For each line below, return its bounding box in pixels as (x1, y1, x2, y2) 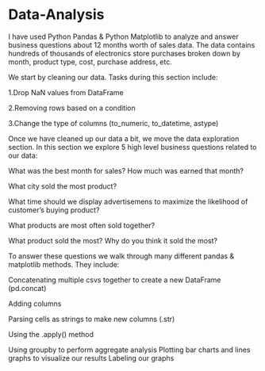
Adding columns (8, 299, 62, 308)
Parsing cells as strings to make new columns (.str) (8, 314, 175, 323)
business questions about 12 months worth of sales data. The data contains (8, 40, 255, 49)
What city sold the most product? (8, 181, 117, 191)
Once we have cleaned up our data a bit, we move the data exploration (8, 133, 240, 143)
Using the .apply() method (8, 329, 94, 338)
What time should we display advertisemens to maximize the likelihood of (8, 197, 248, 206)
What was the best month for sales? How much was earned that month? (8, 166, 244, 175)
